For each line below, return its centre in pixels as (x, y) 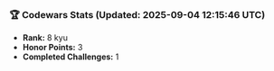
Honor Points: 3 (52, 48)
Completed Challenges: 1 (71, 57)
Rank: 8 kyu (45, 38)
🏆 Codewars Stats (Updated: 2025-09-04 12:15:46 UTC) (137, 14)
